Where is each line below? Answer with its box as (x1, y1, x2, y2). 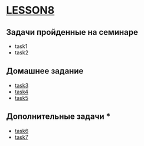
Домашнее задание (6, 66, 84, 76)
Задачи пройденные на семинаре (6, 27, 139, 37)
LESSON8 (6, 4, 55, 17)
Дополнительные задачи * (6, 112, 111, 122)
